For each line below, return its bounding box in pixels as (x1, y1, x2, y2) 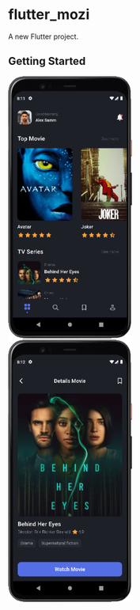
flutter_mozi (8, 6, 90, 24)
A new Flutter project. (8, 32, 79, 41)
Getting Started (8, 55, 86, 68)
